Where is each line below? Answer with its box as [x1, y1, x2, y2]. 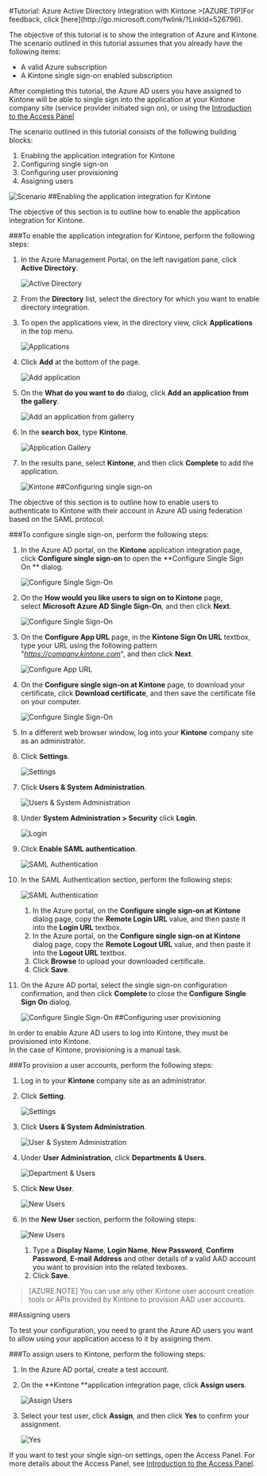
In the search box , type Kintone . [20, 427, 128, 437]
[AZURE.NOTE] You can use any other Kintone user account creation [28, 1287, 254, 1295]
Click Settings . [20, 752, 70, 761]
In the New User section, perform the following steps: [20, 1215, 197, 1224]
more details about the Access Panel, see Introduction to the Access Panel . [9, 1458, 255, 1468]
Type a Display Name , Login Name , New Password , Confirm [32, 1245, 234, 1255]
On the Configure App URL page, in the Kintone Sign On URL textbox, [20, 633, 251, 641]
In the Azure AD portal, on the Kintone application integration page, [20, 545, 242, 555]
